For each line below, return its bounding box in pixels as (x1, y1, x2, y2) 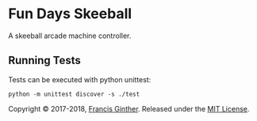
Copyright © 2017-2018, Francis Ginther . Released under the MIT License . (8, 104, 250, 113)
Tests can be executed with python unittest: (8, 74, 152, 84)
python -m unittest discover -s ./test (8, 90, 140, 98)
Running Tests (8, 54, 81, 67)
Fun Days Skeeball (8, 5, 132, 23)
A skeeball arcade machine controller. (8, 31, 132, 40)
